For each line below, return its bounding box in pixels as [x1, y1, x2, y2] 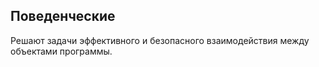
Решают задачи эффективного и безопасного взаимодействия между [10, 34, 310, 46]
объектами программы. [10, 45, 113, 57]
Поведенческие [10, 8, 116, 25]
